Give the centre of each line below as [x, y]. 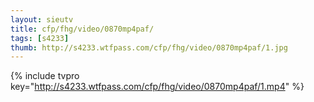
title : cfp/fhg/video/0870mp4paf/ [82, 29]
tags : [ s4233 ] [40, 38]
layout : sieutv [42, 19]
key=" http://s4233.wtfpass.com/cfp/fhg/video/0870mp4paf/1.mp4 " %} [157, 87]
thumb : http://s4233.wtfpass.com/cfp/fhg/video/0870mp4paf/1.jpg [149, 47]
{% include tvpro [45, 76]
